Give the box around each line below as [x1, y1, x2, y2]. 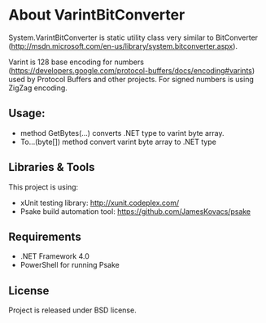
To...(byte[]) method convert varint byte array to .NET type [20, 137, 217, 146]
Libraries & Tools [8, 160, 95, 174]
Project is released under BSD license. [8, 305, 137, 315]
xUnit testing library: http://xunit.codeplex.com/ [20, 198, 180, 207]
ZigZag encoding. [8, 83, 68, 93]
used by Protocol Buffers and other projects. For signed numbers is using [8, 74, 255, 84]
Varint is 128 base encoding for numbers [8, 57, 145, 67]
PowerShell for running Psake [20, 260, 120, 270]
